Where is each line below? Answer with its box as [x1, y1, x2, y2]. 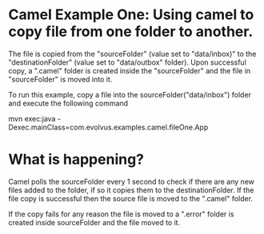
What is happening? [8, 150, 145, 169]
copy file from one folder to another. [8, 22, 254, 41]
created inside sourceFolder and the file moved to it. [8, 217, 181, 227]
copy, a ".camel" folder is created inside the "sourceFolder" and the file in [8, 65, 251, 75]
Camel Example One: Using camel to [8, 6, 254, 24]
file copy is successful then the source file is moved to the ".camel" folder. [8, 193, 254, 203]
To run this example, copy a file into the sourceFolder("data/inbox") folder [8, 89, 252, 99]
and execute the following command [8, 98, 129, 108]
